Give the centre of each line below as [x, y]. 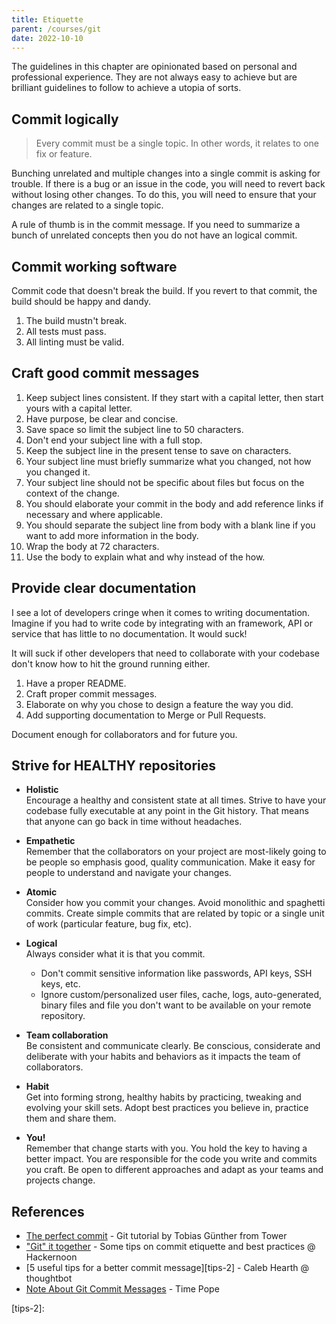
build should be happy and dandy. [81, 301]
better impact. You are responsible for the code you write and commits [171, 1159]
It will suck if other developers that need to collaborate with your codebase [165, 653]
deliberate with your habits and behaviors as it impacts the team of [163, 1057]
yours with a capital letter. [79, 408]
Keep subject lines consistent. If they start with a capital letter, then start [174, 397]
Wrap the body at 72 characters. [92, 546]
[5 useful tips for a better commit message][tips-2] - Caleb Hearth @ [167, 1268]
